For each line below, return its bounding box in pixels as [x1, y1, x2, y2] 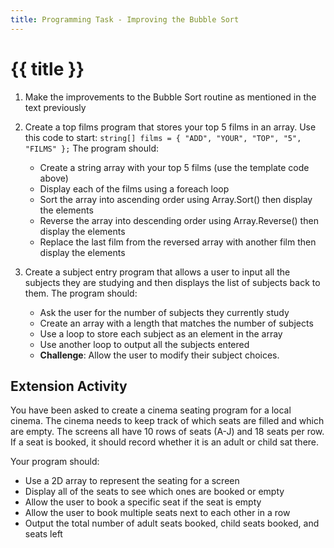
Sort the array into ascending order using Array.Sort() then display [39, 193, 313, 205]
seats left [24, 528, 63, 540]
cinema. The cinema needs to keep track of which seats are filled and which [10, 415, 325, 427]
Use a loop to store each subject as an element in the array [39, 327, 283, 340]
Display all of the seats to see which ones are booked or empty [24, 486, 285, 498]
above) [39, 172, 69, 184]
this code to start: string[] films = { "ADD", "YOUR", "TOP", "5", [24, 131, 302, 143]
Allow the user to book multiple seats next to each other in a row [24, 507, 291, 519]
